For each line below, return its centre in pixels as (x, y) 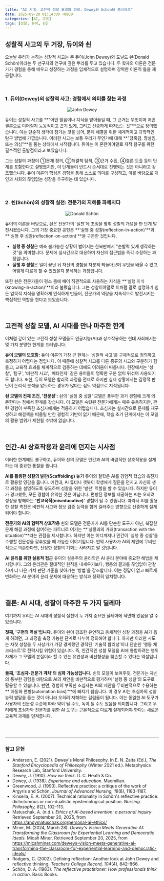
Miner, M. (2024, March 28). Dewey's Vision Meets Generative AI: (78, 828)
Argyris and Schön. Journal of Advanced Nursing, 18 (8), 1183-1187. (79, 791)
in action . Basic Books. (35, 875)
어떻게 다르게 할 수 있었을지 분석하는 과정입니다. (58, 271)
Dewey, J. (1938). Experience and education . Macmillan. (69, 781)
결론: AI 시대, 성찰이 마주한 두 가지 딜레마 (63, 603)
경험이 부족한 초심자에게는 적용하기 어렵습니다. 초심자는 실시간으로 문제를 (80, 408)
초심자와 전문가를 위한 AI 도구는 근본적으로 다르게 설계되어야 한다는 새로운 (88, 710)
